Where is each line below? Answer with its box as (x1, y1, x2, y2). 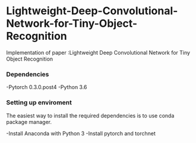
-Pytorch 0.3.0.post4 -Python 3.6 (6, 84, 87, 91)
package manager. (6, 118, 52, 125)
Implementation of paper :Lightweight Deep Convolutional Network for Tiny (6, 49, 191, 56)
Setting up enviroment (6, 98, 72, 107)
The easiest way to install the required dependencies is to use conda (6, 112, 175, 119)
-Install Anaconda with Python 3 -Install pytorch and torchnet (6, 129, 156, 137)
